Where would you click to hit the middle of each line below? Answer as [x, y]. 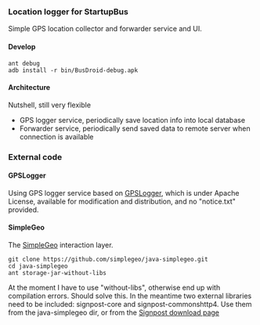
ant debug [24, 63]
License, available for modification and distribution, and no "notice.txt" [122, 201]
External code [35, 157]
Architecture [29, 88]
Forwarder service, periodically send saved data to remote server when [135, 128]
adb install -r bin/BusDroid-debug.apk [73, 70]
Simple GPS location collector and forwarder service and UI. [105, 29]
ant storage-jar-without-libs [58, 273]
